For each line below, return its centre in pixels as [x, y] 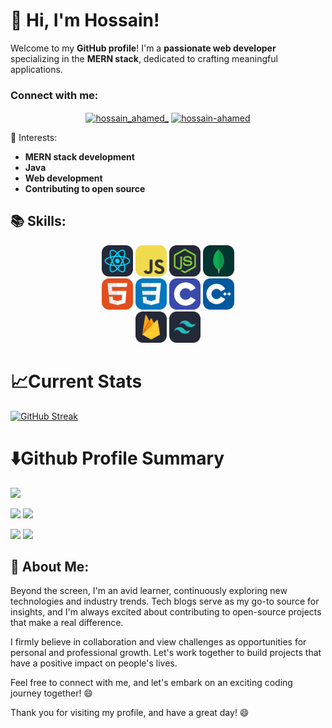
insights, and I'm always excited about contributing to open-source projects [166, 612]
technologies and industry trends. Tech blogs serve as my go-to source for [165, 601]
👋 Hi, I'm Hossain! [85, 20]
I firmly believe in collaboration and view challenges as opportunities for [158, 642]
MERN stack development [79, 156]
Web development [63, 178]
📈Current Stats [76, 381]
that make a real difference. [67, 623]
